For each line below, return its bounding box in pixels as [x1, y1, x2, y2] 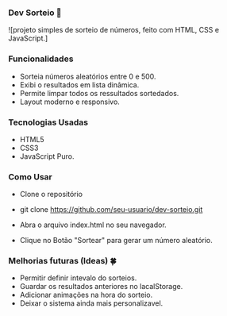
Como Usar [8, 171, 53, 182]
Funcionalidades [8, 53, 74, 64]
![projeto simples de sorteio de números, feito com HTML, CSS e [8, 25, 220, 35]
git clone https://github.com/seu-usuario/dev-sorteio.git [19, 205, 203, 214]
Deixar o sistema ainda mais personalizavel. [19, 299, 164, 308]
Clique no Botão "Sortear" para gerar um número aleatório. [19, 236, 213, 245]
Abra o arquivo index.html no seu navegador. [19, 220, 167, 229]
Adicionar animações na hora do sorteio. [19, 290, 153, 300]
